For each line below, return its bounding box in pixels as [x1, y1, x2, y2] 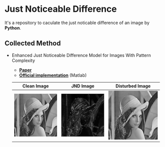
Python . [4, 25, 21, 30]
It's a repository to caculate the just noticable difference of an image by [4, 20, 150, 26]
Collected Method [4, 39, 61, 48]
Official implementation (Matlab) [19, 72, 87, 78]
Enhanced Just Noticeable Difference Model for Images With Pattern [11, 52, 151, 58]
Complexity [11, 58, 35, 63]
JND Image [71, 83, 95, 89]
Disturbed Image [115, 83, 151, 89]
